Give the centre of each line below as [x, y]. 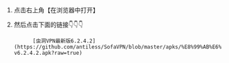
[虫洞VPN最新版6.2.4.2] [64, 41]
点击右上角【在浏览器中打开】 [56, 10]
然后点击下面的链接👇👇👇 [48, 25]
